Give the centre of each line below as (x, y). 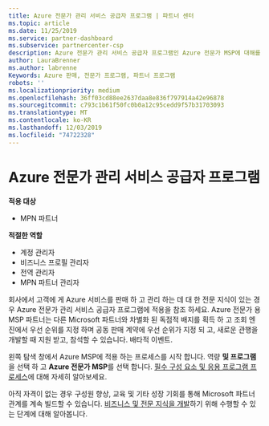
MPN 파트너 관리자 (50, 282)
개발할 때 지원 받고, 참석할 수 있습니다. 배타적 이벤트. (90, 339)
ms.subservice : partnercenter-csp (66, 46)
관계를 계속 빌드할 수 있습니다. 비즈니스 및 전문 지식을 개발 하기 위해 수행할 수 (128, 404)
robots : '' (26, 83)
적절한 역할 (25, 235)
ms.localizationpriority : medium (64, 90)
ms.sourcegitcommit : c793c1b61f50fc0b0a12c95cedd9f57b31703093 (116, 105)
